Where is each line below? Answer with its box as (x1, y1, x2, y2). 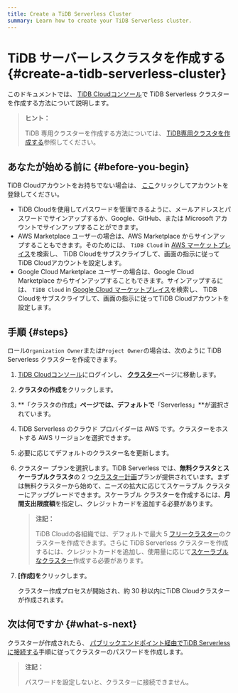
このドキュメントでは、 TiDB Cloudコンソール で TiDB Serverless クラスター (7, 90, 229, 98)
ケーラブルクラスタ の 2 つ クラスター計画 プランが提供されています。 (17, 473, 217, 481)
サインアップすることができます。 (42, 223, 142, 231)
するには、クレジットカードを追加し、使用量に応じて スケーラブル (35, 548, 229, 556)
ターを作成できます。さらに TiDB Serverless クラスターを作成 (48, 538, 229, 547)
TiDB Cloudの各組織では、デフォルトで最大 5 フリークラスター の (35, 530, 225, 538)
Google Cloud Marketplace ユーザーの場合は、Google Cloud (17, 268, 194, 276)
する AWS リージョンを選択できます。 (23, 434, 135, 442)
